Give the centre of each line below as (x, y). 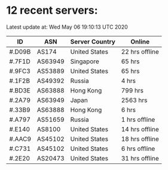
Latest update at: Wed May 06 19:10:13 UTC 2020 (67, 27)
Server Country (93, 41)
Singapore (85, 61)
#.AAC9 (20, 139)
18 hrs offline (140, 139)
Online (140, 41)
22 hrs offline (140, 51)
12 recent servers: (52, 10)
